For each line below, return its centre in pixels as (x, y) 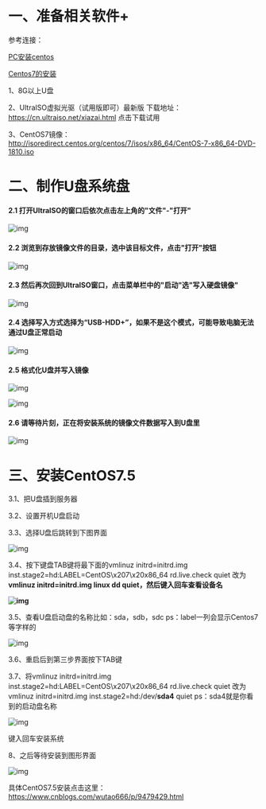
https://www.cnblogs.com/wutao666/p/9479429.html (96, 797)
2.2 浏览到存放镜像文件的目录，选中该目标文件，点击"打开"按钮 (112, 247)
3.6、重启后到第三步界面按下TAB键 (66, 659)
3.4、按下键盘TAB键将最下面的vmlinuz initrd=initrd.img (98, 565)
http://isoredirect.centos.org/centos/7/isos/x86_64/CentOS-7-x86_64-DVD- (132, 143)
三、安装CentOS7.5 (72, 475)
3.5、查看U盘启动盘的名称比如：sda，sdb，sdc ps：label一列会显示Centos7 (133, 617)
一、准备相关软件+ (69, 16)
